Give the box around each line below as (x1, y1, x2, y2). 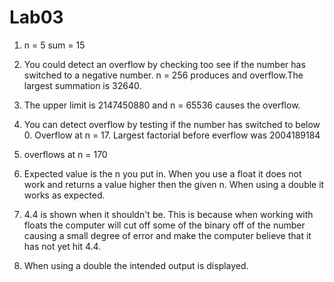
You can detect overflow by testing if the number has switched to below (23, 118, 321, 130)
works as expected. (23, 189, 106, 201)
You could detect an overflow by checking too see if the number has (23, 58, 306, 70)
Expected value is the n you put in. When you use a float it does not (23, 167, 302, 180)
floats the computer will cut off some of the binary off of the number (23, 219, 306, 231)
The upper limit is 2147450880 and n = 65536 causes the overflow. (23, 99, 301, 111)
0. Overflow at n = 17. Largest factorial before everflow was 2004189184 (23, 129, 321, 141)
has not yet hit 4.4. (23, 240, 102, 252)
